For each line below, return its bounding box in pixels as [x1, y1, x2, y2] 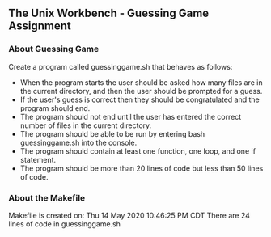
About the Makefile [8, 192, 86, 203]
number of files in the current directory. [19, 121, 152, 130]
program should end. [19, 103, 91, 112]
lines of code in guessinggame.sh [8, 218, 121, 229]
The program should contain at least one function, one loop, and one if [19, 146, 256, 156]
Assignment [8, 19, 71, 33]
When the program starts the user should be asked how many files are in [19, 77, 263, 87]
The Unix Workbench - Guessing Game [8, 6, 210, 20]
